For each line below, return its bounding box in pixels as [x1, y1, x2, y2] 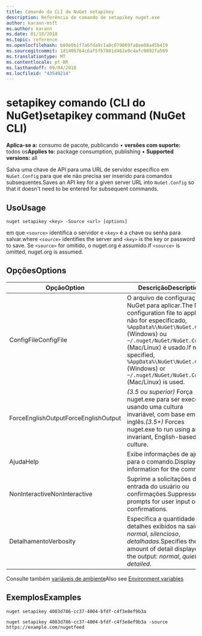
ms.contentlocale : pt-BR [6, 59, 69, 65]
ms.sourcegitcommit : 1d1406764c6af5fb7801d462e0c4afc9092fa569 [6, 48, 168, 54]
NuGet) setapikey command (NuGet [6, 109, 186, 123]
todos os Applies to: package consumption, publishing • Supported [6, 148, 174, 155]
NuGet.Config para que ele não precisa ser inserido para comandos [6, 173, 173, 180]
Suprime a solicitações [127, 474, 191, 483]
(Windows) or [127, 364, 166, 373]
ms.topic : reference [6, 37, 58, 43]
